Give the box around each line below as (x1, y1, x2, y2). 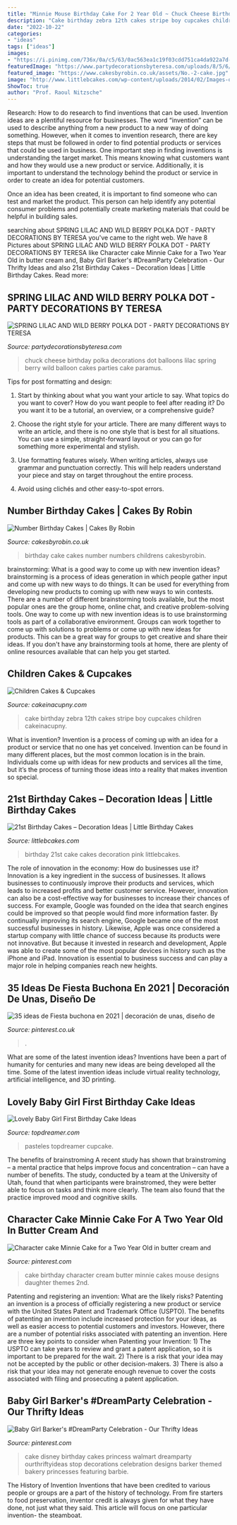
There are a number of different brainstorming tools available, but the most (7, 595, 224, 603)
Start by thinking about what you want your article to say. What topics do (17, 391, 229, 399)
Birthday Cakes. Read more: (7, 271, 89, 280)
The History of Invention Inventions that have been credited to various (7, 1481, 211, 1489)
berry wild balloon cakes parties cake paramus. (24, 363, 163, 372)
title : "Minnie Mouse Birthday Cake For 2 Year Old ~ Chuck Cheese (7, 10, 210, 18)
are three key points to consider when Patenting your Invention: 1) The (7, 1336, 212, 1346)
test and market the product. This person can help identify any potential (7, 197, 216, 206)
